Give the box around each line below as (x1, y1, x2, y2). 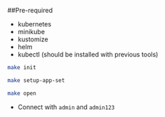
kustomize (17, 35, 48, 44)
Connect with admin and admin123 (17, 103, 115, 111)
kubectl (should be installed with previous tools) (17, 50, 159, 58)
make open (7, 89, 37, 97)
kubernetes (17, 20, 52, 28)
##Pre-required (7, 6, 53, 14)
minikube (17, 28, 45, 36)
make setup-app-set (7, 76, 65, 84)
